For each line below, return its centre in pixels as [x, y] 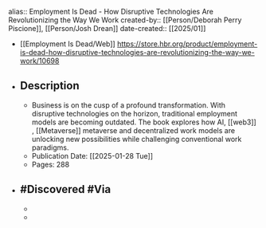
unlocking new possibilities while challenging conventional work [137, 139]
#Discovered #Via [65, 189]
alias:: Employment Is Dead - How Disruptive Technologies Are [111, 12]
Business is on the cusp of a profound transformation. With [128, 105]
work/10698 [39, 61]
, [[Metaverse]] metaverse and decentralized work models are [133, 130]
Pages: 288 [51, 164]
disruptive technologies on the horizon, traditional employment [134, 113]
